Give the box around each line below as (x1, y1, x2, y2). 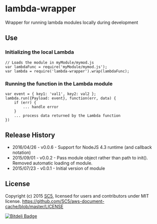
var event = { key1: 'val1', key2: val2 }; (5, 91, 97, 96)
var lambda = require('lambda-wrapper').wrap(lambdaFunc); (5, 69, 130, 74)
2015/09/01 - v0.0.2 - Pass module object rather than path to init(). (12, 154, 148, 160)
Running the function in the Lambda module (5, 80, 113, 87)
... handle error (23, 104, 58, 109)
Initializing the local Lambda (5, 49, 74, 56)
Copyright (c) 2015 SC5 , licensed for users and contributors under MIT (5, 193, 150, 199)
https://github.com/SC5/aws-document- (22, 198, 105, 204)
